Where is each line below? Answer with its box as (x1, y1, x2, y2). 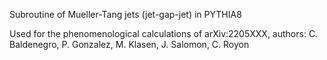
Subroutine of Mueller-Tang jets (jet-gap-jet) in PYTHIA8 (9, 9, 242, 20)
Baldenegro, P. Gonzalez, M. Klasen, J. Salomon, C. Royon (9, 39, 250, 50)
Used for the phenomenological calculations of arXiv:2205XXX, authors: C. (9, 28, 319, 39)
